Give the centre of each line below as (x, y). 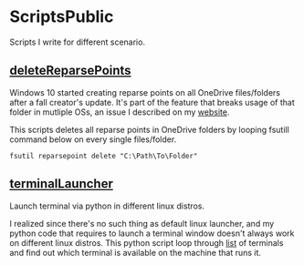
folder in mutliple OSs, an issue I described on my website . (120, 112)
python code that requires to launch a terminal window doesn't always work (152, 233)
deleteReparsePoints (70, 71)
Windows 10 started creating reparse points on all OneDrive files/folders (145, 92)
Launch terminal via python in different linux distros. (107, 206)
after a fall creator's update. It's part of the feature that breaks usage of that (152, 102)
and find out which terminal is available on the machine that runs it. (136, 252)
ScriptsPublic (62, 17)
